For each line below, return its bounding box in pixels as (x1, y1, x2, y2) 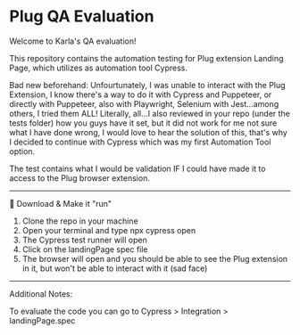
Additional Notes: (9, 288, 73, 299)
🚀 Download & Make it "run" (9, 198, 112, 208)
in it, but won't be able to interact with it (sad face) (21, 263, 208, 274)
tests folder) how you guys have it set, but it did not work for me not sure (9, 118, 278, 128)
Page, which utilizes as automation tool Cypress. (9, 62, 188, 73)
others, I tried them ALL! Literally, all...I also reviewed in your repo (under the (9, 108, 290, 118)
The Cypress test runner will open (21, 234, 147, 245)
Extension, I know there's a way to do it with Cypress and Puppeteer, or (9, 89, 272, 100)
